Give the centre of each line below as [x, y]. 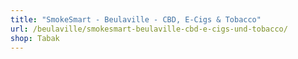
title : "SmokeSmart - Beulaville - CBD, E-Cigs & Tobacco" [136, 19]
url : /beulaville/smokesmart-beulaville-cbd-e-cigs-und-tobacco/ [149, 29]
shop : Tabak [35, 38]
